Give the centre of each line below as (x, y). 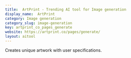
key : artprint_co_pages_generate (39, 28)
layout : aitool (20, 37)
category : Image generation (33, 18)
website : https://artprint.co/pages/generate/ (53, 32)
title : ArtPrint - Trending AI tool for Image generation (66, 9)
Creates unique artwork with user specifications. (53, 50)
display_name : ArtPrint (30, 14)
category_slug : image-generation (39, 23)
